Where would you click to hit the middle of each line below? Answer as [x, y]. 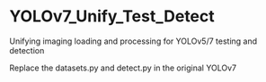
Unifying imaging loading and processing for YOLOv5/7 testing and [133, 41]
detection [27, 50]
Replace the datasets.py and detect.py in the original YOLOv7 [123, 68]
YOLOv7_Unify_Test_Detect [112, 16]
